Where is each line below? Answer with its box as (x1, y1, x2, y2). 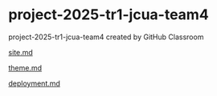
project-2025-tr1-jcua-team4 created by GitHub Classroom (8, 32, 204, 42)
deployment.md (8, 78, 60, 88)
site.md (8, 47, 34, 57)
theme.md (8, 62, 43, 73)
